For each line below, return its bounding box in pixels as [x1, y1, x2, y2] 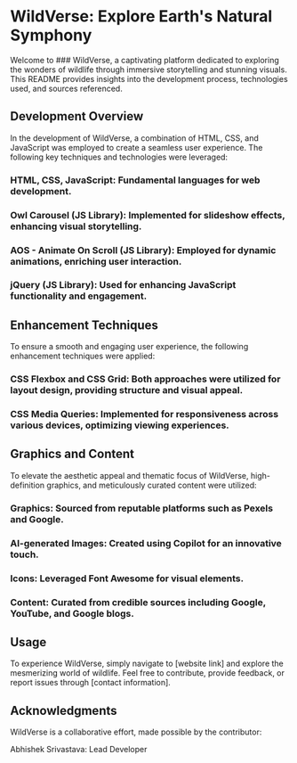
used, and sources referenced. [10, 83, 123, 94]
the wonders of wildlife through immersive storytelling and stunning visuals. [10, 64, 287, 75]
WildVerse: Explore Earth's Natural [10, 6, 273, 27]
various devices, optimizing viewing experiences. [10, 419, 229, 431]
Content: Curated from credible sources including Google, [10, 595, 266, 608]
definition [10, 480, 45, 490]
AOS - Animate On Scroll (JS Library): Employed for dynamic [10, 243, 277, 256]
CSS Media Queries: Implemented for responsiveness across [10, 408, 279, 421]
